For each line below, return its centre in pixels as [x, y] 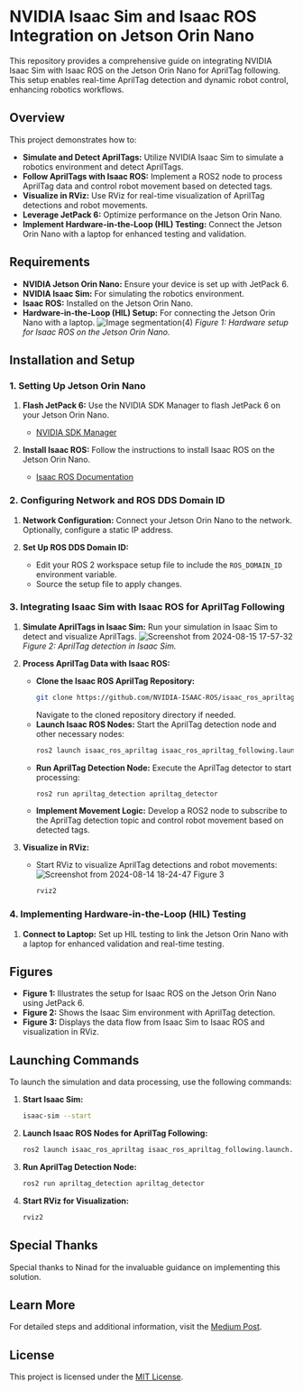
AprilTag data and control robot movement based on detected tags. [147, 186]
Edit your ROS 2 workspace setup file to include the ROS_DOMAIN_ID [159, 565]
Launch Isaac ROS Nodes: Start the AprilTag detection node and [156, 724]
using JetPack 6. [54, 1003]
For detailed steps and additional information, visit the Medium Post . [136, 1327]
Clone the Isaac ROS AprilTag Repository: [115, 681]
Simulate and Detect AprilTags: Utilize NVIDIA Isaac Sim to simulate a [153, 157]
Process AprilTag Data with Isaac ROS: [96, 663]
